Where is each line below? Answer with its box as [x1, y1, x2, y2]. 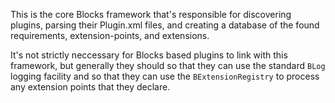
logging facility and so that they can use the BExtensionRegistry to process [10, 70, 320, 82]
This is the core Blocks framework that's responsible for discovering [10, 9, 292, 20]
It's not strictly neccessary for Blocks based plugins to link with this [10, 49, 288, 61]
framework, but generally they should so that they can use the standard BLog [10, 60, 326, 71]
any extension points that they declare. [10, 81, 171, 93]
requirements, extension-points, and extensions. [10, 30, 210, 41]
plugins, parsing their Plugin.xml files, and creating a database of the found [10, 19, 320, 31]
